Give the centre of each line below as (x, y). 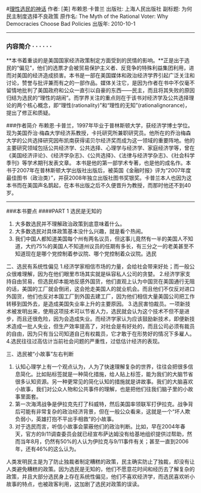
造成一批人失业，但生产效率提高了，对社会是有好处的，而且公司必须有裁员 (103, 326)
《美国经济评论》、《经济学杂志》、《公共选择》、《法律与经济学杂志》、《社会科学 (100, 156)
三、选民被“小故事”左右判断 (40, 354)
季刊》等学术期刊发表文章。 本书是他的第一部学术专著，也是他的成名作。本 (99, 163)
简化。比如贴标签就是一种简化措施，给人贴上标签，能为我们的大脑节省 (106, 374)
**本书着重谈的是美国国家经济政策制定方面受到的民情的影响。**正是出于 (95, 60)
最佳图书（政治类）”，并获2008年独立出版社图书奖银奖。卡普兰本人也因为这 (99, 178)
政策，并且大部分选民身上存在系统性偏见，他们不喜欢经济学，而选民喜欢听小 (100, 477)
